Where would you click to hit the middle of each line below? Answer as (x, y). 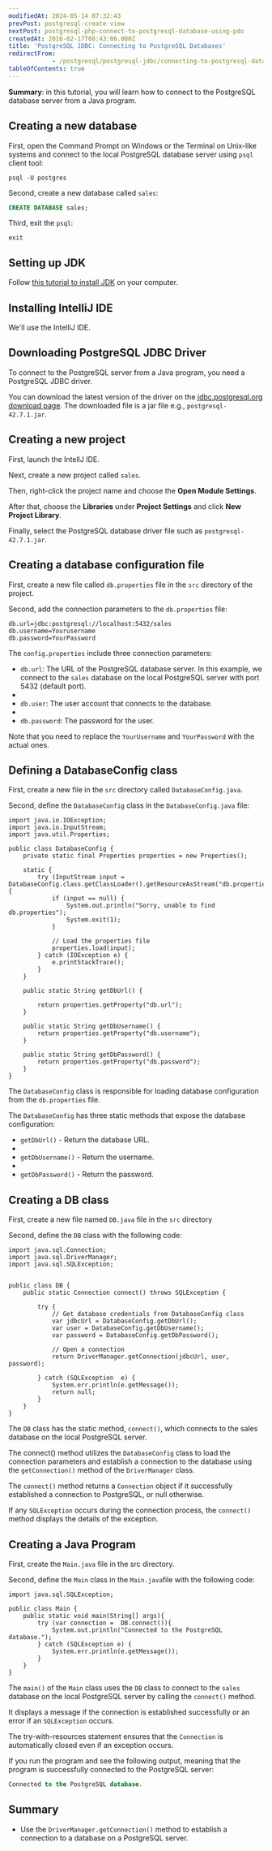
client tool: (26, 162)
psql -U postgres (38, 178)
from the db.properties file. (54, 1100)
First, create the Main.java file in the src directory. (91, 1564)
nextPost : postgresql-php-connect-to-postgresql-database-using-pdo (126, 31)
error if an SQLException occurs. (62, 1720)
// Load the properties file (101, 941)
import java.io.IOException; (57, 821)
